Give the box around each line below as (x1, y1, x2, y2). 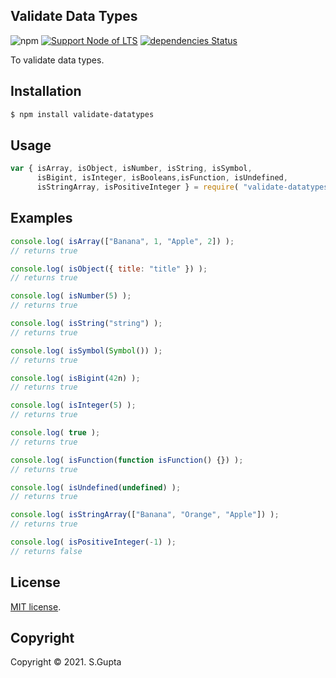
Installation (10, 83, 82, 100)
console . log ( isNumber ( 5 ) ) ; (10, 291, 132, 301)
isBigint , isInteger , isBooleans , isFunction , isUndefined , (36, 173, 288, 183)
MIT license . (10, 600, 62, 613)
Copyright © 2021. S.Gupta (10, 656, 122, 668)
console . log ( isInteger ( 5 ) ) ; (10, 400, 137, 411)
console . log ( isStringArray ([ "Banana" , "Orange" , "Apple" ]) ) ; (10, 510, 280, 520)
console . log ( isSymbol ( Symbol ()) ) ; (10, 345, 163, 356)
